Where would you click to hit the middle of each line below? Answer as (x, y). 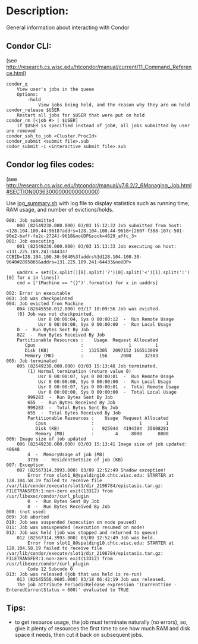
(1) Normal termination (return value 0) (80, 371)
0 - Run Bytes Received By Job (69, 507)
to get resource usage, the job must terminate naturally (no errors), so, (101, 622)
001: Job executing (30, 241)
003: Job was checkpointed (40, 299)
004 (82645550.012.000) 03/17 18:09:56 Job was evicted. (89, 309)
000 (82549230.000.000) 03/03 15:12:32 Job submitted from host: (100, 225)
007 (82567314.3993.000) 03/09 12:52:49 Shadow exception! (92, 470)
